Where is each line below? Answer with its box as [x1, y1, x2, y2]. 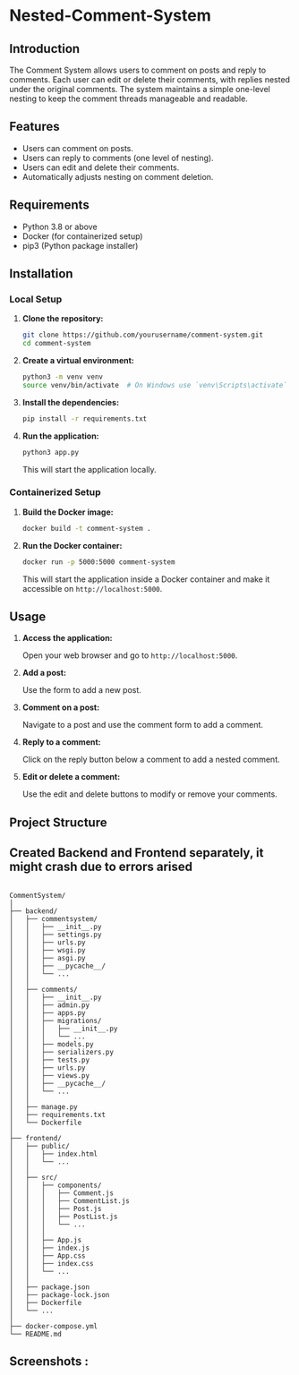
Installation [9, 266, 73, 282]
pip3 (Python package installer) [21, 240, 139, 251]
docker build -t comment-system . [21, 524, 151, 533]
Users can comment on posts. [21, 142, 134, 153]
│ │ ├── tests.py [9, 1055, 90, 1064]
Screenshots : [9, 1354, 90, 1370]
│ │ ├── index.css [9, 1259, 94, 1268]
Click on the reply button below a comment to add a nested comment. [21, 754, 280, 765]
